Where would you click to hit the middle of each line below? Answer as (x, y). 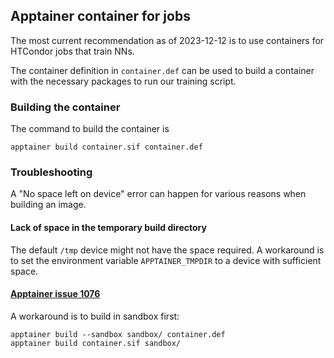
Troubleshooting (51, 172)
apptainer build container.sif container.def (106, 147)
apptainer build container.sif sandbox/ (96, 343)
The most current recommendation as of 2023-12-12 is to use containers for (167, 40)
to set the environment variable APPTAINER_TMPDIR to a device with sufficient (166, 260)
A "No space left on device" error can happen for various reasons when (158, 194)
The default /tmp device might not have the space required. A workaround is (167, 250)
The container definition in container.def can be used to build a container (162, 70)
